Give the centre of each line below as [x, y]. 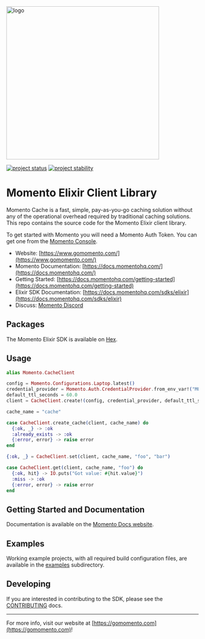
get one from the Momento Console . [52, 241]
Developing [28, 584]
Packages [25, 324]
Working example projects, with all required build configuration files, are [97, 558]
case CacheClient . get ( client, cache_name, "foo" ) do [75, 468]
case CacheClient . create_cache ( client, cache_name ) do [77, 423]
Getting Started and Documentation [76, 509]
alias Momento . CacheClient [41, 372]
